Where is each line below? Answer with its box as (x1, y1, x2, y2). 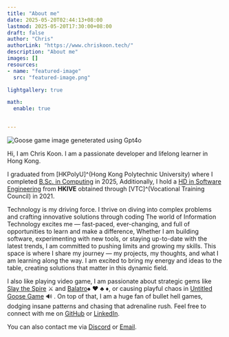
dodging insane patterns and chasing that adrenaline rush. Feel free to (7, 302, 206, 310)
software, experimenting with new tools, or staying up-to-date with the (7, 235, 208, 243)
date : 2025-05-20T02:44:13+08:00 (7, 17, 103, 23)
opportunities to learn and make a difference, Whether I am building (7, 228, 199, 235)
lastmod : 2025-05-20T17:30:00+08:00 (7, 23, 112, 30)
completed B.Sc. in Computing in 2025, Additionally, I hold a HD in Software (7, 177, 221, 186)
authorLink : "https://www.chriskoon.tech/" (7, 42, 134, 49)
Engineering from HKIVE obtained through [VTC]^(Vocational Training (7, 185, 205, 193)
